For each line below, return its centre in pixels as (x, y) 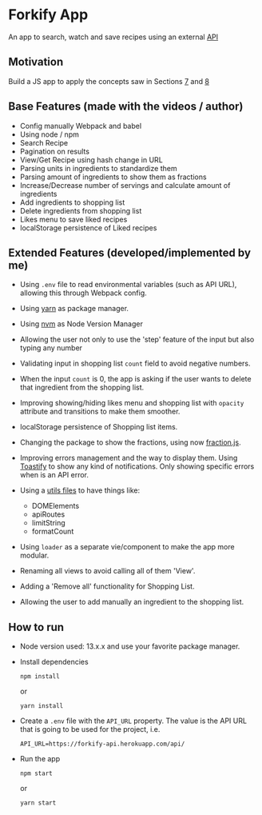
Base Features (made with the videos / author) (126, 107)
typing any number (51, 348)
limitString (48, 523)
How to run (36, 627)
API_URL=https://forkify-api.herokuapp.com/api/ (102, 744)
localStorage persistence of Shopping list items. (99, 427)
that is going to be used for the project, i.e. (90, 729)
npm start (36, 773)
